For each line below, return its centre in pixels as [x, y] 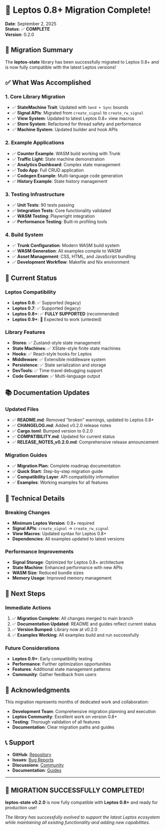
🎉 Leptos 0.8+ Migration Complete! [78, 10]
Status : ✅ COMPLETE [27, 29]
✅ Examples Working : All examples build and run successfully [75, 635]
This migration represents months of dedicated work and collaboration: [77, 702]
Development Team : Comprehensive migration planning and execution [84, 712]
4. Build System [24, 235]
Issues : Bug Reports [33, 759]
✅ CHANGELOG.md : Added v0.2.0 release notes [62, 425]
